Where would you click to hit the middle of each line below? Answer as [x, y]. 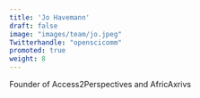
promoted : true [38, 51]
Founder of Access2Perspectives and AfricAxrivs [100, 84]
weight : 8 [28, 59]
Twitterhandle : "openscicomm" [66, 42]
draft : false [34, 26]
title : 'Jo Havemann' [50, 17]
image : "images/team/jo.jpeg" [66, 34]
